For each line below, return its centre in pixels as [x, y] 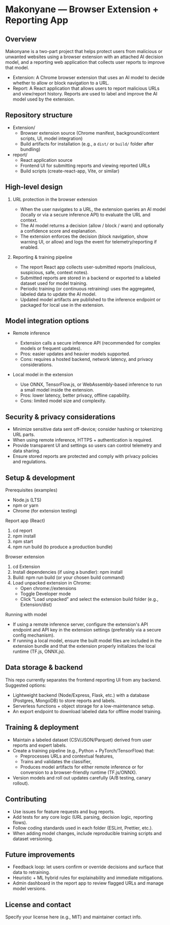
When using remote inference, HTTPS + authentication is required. [82, 440]
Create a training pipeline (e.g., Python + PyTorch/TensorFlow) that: [83, 750]
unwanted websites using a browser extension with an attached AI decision [84, 57]
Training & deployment [42, 728]
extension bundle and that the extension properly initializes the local [84, 646]
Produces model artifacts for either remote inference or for [82, 767]
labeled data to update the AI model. [58, 294]
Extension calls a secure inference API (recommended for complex [90, 343]
